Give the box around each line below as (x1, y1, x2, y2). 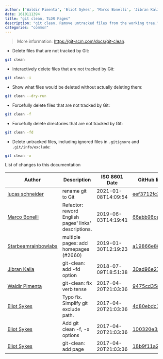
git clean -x (5, 153, 32, 158)
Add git (62, 320, 79, 326)
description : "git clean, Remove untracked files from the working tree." (5, 20, 160, 26)
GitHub (138, 177, 155, 183)
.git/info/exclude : (12, 144, 51, 149)
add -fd (62, 266, 81, 273)
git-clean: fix (62, 280, 92, 287)
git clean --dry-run (5, 93, 47, 98)
